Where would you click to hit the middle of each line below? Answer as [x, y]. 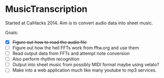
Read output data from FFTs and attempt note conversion [71, 54]
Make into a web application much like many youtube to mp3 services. [84, 70]
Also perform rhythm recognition [46, 59]
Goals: [12, 32]
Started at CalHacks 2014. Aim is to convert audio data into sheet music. [79, 23]
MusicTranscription [46, 9]
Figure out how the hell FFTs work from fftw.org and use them [76, 48]
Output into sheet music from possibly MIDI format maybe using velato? [86, 65]
